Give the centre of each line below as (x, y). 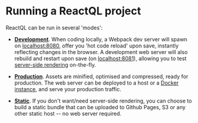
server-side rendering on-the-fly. (55, 65)
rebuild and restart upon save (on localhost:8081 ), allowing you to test (100, 58)
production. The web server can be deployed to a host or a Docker (96, 83)
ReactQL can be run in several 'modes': (54, 28)
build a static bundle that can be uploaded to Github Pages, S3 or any (100, 107)
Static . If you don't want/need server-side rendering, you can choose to (103, 101)
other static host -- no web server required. (68, 113)
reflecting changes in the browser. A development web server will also (101, 52)
